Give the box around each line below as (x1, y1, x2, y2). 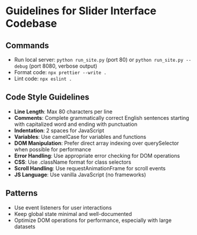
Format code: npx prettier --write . (14, 69, 107, 75)
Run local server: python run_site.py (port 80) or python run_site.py (14, 56, 184, 63)
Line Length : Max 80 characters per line (14, 108, 113, 115)
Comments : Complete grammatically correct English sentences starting (14, 114, 190, 121)
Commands (5, 40, 50, 50)
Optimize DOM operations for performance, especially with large (14, 217, 172, 224)
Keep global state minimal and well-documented (14, 210, 133, 217)
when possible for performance (14, 145, 91, 153)
